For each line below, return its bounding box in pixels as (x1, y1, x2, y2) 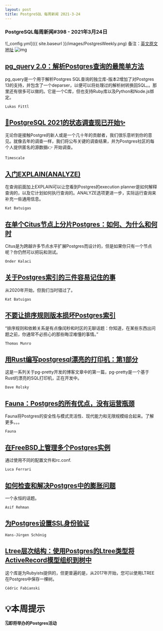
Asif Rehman (5, 505, 29, 510)
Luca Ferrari (5, 467, 32, 472)
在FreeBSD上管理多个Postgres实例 (5, 443, 111, 451)
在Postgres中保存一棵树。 (5, 576, 57, 582)
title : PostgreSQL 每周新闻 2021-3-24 (5, 12, 81, 17)
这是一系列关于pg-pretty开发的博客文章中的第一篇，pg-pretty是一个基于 (5, 369, 149, 375)
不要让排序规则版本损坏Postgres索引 (5, 311, 116, 320)
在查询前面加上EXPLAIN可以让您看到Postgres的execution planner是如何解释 (5, 184, 158, 190)
